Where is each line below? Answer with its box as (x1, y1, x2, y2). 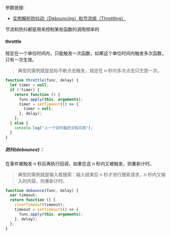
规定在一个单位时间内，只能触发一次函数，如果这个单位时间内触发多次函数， (5, 50, 166, 56)
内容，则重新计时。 (27, 178, 67, 184)
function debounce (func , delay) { (5, 188, 79, 193)
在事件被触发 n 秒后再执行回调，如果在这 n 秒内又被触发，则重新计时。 (5, 160, 155, 166)
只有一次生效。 (5, 57, 37, 63)
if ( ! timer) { (10, 87, 40, 92)
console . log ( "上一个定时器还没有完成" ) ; (14, 125, 93, 131)
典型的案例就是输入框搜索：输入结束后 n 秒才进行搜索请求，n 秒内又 (17, 171, 162, 178)
